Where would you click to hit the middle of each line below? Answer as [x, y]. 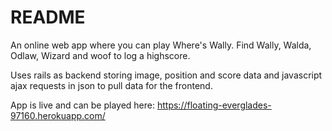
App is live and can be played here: [83, 105]
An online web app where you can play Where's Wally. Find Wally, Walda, [161, 45]
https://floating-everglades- [214, 105]
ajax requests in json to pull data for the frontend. [111, 85]
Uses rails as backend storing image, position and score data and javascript [166, 75]
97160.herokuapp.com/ [58, 115]
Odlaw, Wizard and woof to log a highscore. [100, 55]
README [48, 17]
